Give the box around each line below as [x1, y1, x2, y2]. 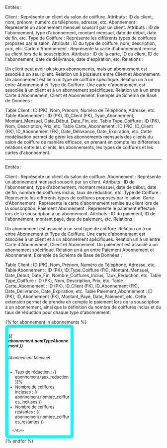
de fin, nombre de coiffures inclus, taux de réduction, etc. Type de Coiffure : [5, 189, 161, 195]
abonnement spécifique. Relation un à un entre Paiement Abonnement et [5, 247, 154, 253]
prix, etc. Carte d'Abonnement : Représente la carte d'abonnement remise [5, 46, 157, 51]
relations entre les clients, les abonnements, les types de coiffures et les [5, 145, 153, 150]
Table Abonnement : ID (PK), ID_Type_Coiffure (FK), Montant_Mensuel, [5, 267, 150, 273]
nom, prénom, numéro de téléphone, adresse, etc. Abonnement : [5, 19, 138, 25]
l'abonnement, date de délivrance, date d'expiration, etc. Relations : [5, 56, 144, 62]
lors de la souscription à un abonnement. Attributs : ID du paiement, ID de [5, 211, 156, 216]
